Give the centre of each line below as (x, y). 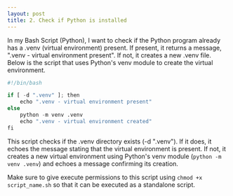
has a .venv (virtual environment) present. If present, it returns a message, (115, 48)
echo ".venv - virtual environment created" (86, 121)
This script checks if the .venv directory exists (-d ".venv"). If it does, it (109, 141)
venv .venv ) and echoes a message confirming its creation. (93, 163)
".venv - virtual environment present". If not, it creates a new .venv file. (109, 55)
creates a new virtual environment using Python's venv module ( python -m (114, 156)
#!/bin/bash (25, 83)
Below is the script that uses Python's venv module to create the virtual (110, 62)
